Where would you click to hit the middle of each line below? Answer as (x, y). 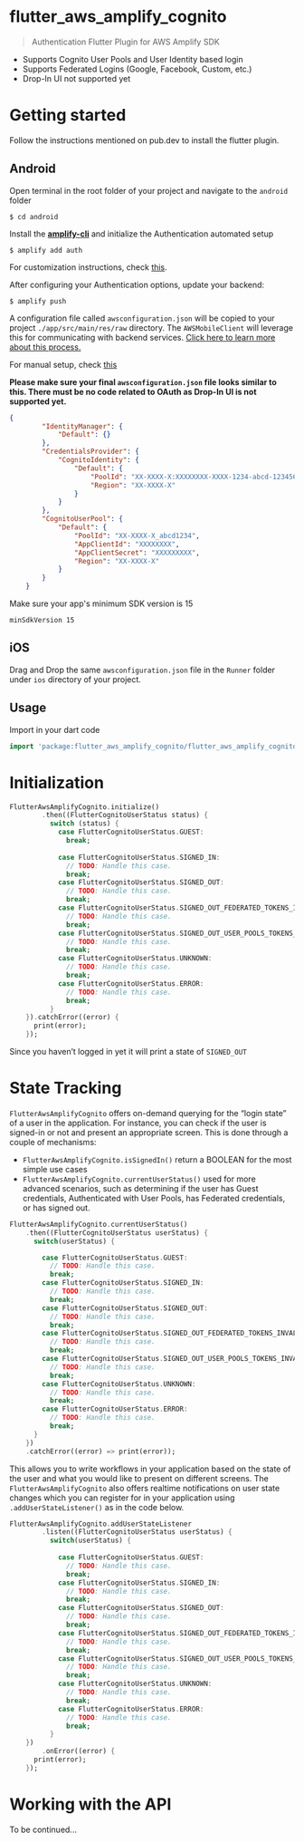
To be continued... (43, 1829)
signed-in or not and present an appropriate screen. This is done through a (149, 1132)
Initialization (57, 782)
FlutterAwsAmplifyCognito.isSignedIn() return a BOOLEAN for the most (157, 1159)
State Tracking (66, 1088)
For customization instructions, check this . (88, 267)
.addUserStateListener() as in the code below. (97, 1507)
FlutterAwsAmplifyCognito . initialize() (85, 807)
